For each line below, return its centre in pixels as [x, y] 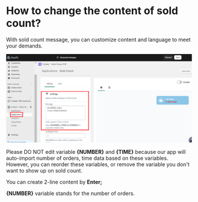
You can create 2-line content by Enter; [54, 182]
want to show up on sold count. [44, 170]
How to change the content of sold [92, 11]
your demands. [24, 46]
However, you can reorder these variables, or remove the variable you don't [98, 164]
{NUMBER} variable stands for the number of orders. [70, 193]
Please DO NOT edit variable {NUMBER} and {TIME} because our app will [96, 151]
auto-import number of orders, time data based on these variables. [87, 158]
